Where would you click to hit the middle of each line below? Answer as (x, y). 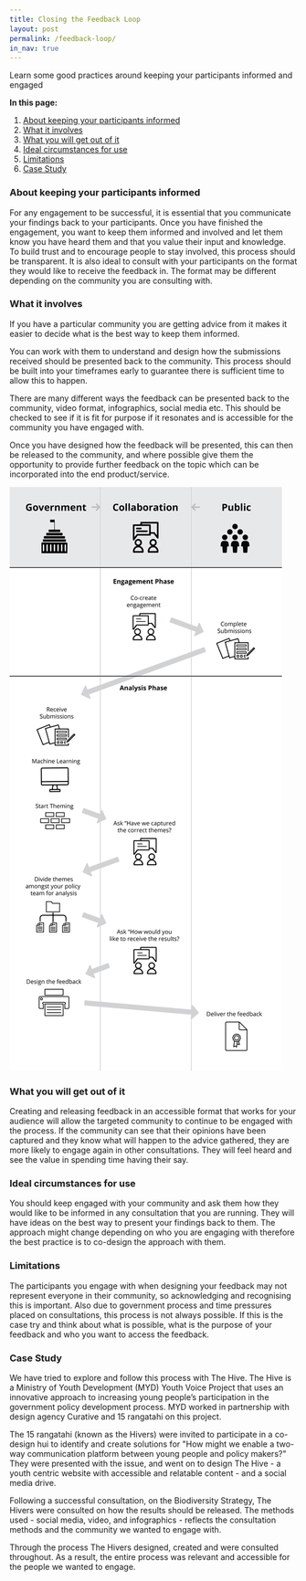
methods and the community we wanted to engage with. (116, 1530)
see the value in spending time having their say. (99, 1160)
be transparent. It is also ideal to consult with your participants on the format (153, 261)
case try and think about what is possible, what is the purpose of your (141, 1324)
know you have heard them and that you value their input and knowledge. (148, 241)
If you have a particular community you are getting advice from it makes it (148, 323)
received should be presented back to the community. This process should (150, 361)
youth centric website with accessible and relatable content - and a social (148, 1473)
